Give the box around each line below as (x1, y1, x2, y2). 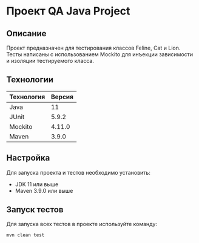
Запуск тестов (6, 204, 64, 215)
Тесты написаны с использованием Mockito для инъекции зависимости (6, 51, 194, 58)
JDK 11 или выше (15, 180, 59, 188)
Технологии (6, 74, 53, 85)
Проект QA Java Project (6, 4, 130, 18)
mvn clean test (6, 232, 45, 238)
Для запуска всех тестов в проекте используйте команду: (6, 221, 158, 228)
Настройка (6, 153, 50, 163)
